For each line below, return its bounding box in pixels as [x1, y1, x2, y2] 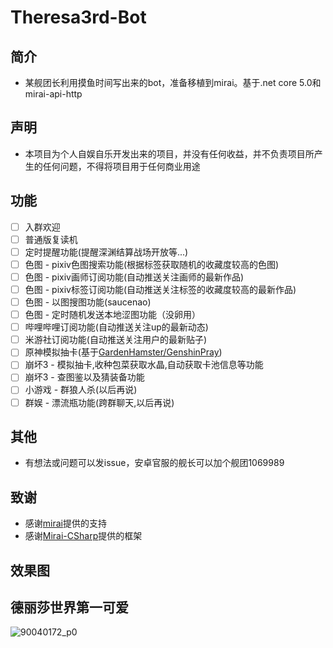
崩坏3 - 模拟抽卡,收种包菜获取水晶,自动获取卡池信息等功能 [24, 359, 264, 371]
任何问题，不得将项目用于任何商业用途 [42, 160, 201, 172]
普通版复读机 [24, 233, 78, 245]
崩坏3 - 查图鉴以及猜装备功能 [24, 371, 145, 383]
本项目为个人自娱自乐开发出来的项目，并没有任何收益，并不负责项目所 [24, 147, 315, 160]
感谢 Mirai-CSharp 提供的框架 [24, 530, 143, 542]
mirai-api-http [24, 88, 83, 100]
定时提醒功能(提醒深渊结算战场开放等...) [24, 246, 189, 258]
